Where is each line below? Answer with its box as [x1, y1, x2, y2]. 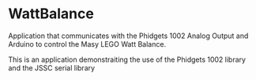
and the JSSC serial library [8, 63, 96, 72]
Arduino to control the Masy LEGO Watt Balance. [8, 39, 167, 48]
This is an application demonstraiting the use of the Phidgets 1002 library [8, 55, 247, 64]
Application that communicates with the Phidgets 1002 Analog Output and [8, 31, 249, 40]
